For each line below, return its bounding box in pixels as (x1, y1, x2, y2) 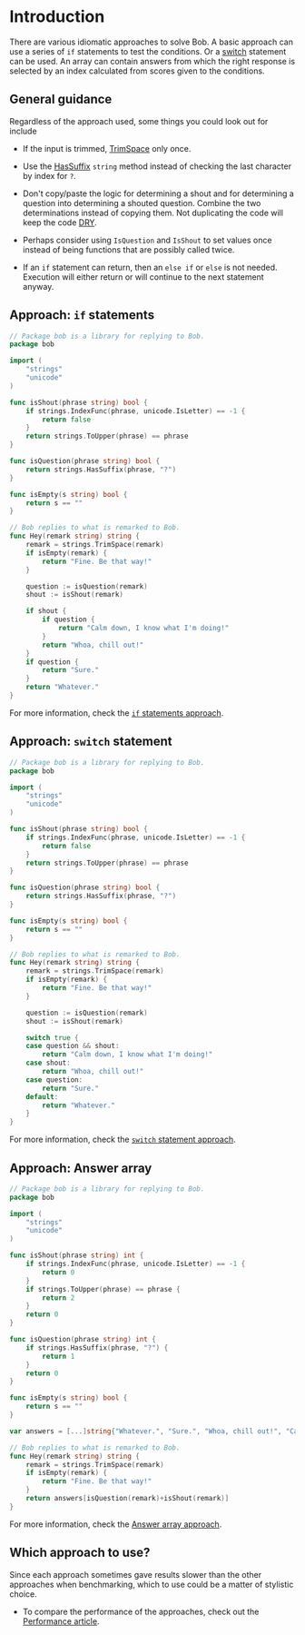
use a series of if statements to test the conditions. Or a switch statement (9, 45, 287, 56)
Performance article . (22, 1615, 100, 1627)
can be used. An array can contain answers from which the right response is (9, 55, 296, 66)
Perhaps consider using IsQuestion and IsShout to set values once (22, 234, 272, 245)
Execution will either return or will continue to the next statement (22, 271, 265, 282)
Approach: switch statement (9, 734, 172, 749)
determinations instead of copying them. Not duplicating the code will (22, 207, 284, 218)
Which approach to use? (9, 1545, 151, 1561)
